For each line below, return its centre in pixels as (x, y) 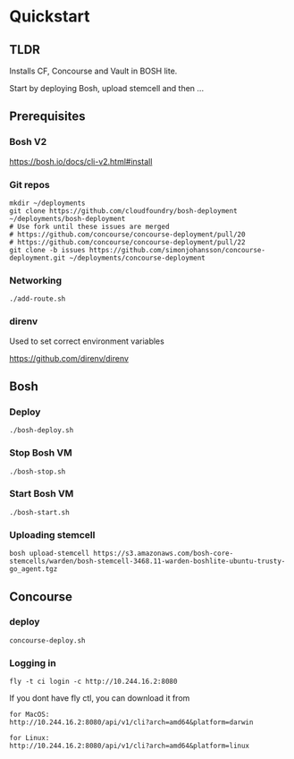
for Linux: (29, 738)
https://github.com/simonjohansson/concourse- (177, 250)
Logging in (33, 662)
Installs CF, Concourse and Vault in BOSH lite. (93, 71)
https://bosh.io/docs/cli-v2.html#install (81, 161)
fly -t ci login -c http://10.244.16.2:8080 (93, 682)
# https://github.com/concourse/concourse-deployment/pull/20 (127, 235)
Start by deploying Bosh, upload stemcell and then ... (106, 88)
